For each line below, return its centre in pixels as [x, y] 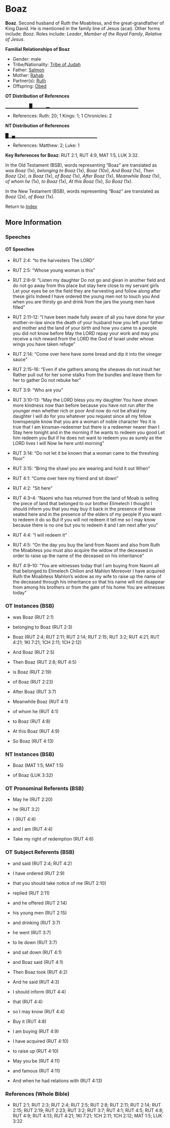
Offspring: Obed [29, 86]
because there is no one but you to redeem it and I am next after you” [85, 525]
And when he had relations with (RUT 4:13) [57, 1081]
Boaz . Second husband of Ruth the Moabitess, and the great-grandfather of [84, 23]
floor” [19, 459]
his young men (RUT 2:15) [40, 912]
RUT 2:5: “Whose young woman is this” [54, 270]
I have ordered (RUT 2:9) [39, 873]
